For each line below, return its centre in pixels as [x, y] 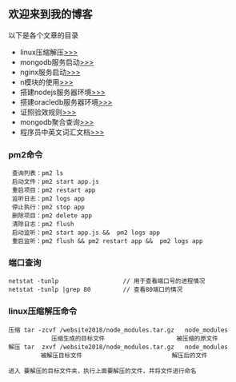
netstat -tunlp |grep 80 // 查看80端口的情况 [96, 290]
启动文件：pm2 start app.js [56, 182]
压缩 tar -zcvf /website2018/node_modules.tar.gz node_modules [118, 330]
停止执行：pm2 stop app [48, 207]
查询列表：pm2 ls [38, 173]
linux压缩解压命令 [43, 312]
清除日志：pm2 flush [43, 225]
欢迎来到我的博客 [50, 14]
